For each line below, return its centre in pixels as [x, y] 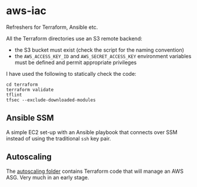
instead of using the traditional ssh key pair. [59, 138]
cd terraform [22, 84]
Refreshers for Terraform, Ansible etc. [52, 27]
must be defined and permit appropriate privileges [76, 62]
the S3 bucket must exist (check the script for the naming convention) [99, 50]
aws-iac [26, 11]
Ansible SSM [30, 118]
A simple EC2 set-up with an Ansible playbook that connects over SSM [92, 132]
